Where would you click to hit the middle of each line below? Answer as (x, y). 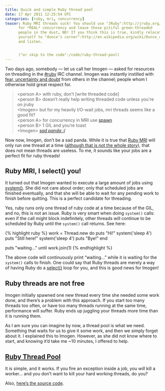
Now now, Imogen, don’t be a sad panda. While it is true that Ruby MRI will (80, 140)
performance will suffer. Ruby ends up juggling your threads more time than (82, 311)
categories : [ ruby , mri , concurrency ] (45, 19)
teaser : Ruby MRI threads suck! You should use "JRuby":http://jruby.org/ (83, 23)
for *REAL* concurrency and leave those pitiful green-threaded (85, 28)
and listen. (30, 42)
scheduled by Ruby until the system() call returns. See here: (66, 223)
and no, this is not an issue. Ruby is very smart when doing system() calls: (80, 213)
